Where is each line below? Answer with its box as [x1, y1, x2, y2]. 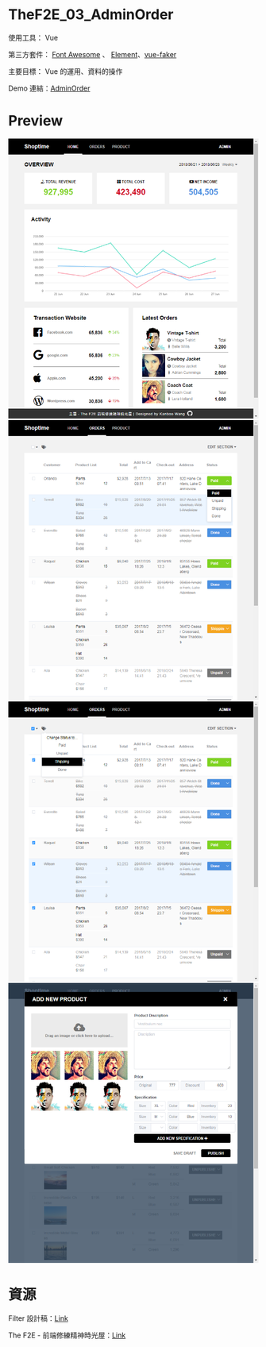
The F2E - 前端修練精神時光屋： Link [8, 1330, 126, 1340]
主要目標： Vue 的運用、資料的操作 [8, 66, 123, 76]
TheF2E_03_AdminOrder [8, 6, 174, 24]
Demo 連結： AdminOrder [8, 83, 91, 93]
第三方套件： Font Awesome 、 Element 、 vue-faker [8, 49, 177, 59]
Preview [8, 112, 64, 130]
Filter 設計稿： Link [8, 1314, 69, 1323]
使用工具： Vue [8, 33, 59, 42]
